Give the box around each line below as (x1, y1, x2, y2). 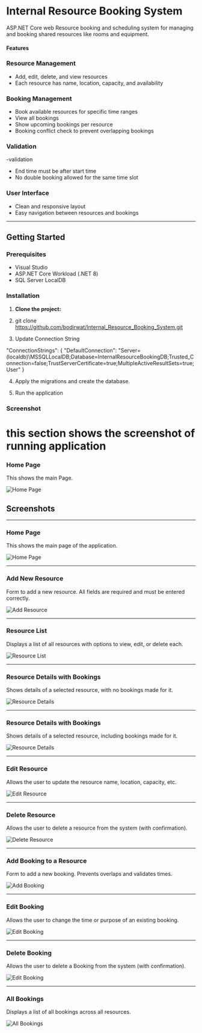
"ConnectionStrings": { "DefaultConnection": (6, 347, 117, 354)
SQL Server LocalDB (14, 277, 66, 284)
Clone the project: (14, 305, 61, 312)
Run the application (14, 389, 63, 396)
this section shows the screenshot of (6, 426, 195, 440)
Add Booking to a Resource (6, 856, 87, 865)
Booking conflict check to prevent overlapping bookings (14, 128, 155, 135)
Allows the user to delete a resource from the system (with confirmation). (6, 824, 188, 831)
